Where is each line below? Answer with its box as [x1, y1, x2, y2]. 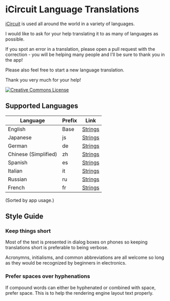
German [8, 142, 27, 149]
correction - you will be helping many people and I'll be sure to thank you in [5, 51, 165, 58]
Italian [8, 167, 23, 174]
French [8, 184, 25, 191]
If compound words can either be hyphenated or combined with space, [5, 284, 156, 291]
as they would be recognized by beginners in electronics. [5, 260, 127, 266]
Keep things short [5, 228, 51, 235]
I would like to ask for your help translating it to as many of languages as [5, 30, 158, 36]
